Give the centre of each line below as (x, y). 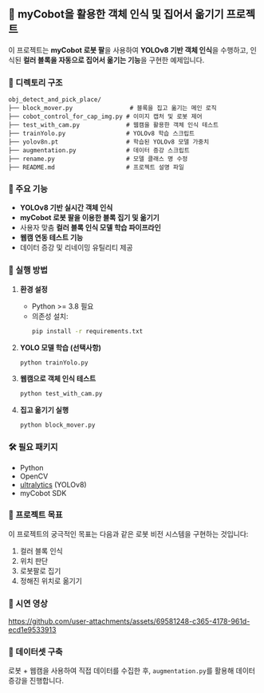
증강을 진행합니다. (36, 681)
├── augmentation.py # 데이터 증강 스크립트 (99, 151)
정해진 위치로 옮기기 (51, 581)
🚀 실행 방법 (28, 270)
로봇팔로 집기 (40, 571)
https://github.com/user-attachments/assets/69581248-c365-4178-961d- (129, 621)
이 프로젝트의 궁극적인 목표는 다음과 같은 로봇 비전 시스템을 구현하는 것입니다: (128, 534)
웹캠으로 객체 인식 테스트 (58, 379)
